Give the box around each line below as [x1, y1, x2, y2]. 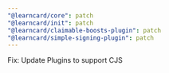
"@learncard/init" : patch [7, 19, 93, 27]
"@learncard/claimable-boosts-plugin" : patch [7, 26, 161, 34]
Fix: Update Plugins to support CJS [7, 56, 123, 65]
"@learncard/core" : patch [7, 11, 93, 20]
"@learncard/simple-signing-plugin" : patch [7, 33, 155, 42]
